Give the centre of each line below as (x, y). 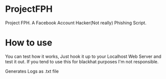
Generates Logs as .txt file (32, 71)
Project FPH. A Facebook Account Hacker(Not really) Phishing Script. (76, 23)
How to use (29, 43)
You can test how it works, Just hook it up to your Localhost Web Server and (83, 56)
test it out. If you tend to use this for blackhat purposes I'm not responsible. (82, 61)
